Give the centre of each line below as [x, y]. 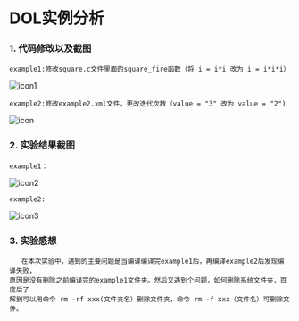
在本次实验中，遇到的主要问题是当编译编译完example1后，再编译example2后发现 [149, 262]
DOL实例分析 [57, 18]
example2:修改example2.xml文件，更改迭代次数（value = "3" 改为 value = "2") [148, 104]
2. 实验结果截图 [42, 146]
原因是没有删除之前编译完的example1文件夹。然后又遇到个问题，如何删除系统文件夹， [145, 281]
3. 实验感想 [33, 241]
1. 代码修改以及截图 [50, 48]
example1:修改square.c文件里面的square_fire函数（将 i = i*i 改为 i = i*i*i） [149, 69]
